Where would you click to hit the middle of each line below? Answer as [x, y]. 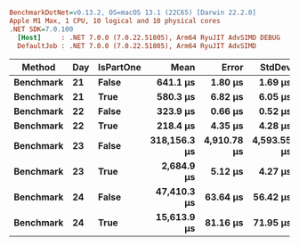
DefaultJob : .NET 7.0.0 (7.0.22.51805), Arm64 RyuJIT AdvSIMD [137, 45]
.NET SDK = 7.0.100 [41, 29]
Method [39, 68]
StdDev [275, 68]
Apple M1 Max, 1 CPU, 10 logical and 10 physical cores [115, 20]
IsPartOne [120, 68]
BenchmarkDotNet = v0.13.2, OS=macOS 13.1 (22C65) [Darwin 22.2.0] [133, 12]
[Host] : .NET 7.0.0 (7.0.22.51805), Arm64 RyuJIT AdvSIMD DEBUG [149, 37]
